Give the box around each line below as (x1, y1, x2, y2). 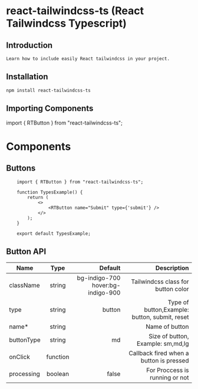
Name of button (145, 323, 189, 331)
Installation (6, 72, 48, 82)
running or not (149, 374, 189, 382)
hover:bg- (92, 282, 121, 290)
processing (9, 370, 40, 378)
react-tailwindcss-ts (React (6, 4, 144, 18)
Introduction (6, 40, 53, 50)
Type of (167, 298, 189, 306)
